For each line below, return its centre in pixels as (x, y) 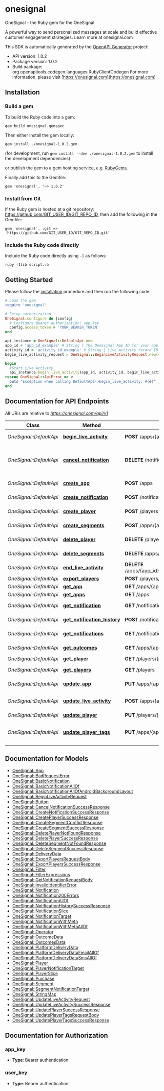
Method (92, 425)
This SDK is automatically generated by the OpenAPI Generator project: (77, 46)
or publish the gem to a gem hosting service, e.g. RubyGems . (67, 168)
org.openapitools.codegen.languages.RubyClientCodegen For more (80, 71)
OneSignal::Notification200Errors (45, 895)
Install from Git (23, 198)
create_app (77, 483)
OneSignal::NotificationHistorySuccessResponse (61, 905)
